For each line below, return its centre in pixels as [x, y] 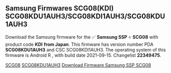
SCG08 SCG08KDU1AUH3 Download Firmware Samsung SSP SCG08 [78, 65]
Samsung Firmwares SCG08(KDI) [59, 8]
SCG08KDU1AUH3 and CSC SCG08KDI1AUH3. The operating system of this [86, 50]
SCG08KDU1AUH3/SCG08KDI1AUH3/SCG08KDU [85, 17]
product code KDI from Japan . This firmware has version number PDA [79, 44]
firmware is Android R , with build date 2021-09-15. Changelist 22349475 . [83, 55]
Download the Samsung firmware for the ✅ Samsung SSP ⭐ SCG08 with [82, 37]
